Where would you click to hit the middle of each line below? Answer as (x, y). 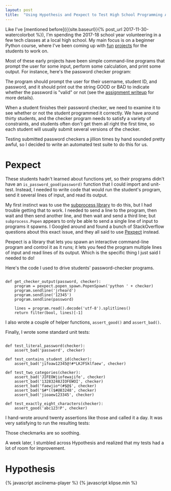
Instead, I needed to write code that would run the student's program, (89, 190)
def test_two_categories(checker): (43, 373)
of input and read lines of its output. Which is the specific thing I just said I (83, 253)
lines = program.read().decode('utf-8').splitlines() (73, 308)
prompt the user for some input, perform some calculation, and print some (83, 66)
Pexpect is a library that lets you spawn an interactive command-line (77, 242)
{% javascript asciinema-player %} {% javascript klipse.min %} (71, 483)
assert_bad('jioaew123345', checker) (54, 395)
